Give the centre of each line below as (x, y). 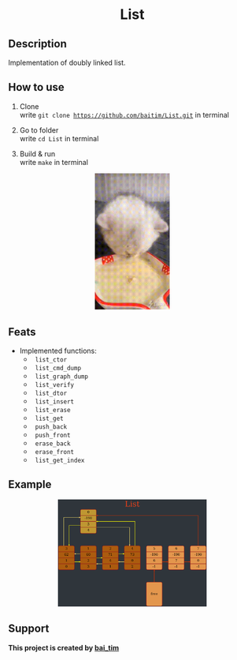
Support (29, 629)
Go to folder (39, 130)
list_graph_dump (62, 377)
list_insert (55, 402)
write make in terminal (54, 162)
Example (30, 484)
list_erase (53, 411)
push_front (53, 436)
